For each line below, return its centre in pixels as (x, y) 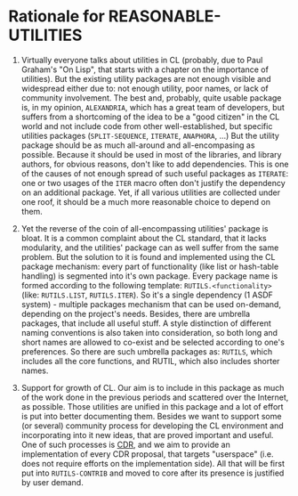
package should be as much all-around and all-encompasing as (138, 145)
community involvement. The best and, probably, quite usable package (151, 98)
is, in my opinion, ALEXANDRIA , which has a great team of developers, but (153, 107)
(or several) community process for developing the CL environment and (152, 426)
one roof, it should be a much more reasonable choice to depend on (145, 201)
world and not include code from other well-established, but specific (147, 126)
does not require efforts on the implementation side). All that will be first (153, 463)
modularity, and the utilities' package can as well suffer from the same (150, 248)
